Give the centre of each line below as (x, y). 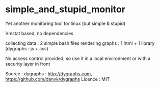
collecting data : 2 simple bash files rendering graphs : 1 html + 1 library (80, 43)
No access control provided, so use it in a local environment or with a (78, 58)
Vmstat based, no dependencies (39, 33)
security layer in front (28, 64)
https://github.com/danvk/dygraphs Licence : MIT (58, 79)
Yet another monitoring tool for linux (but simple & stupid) (65, 23)
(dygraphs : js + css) (27, 48)
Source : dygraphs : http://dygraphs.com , (49, 74)
